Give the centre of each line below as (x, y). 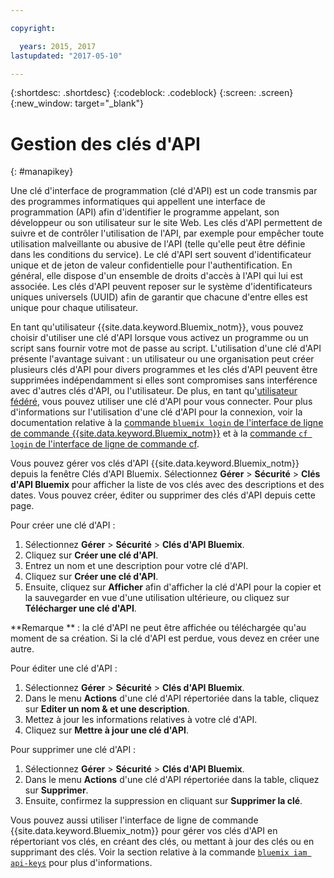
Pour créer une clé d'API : (63, 525)
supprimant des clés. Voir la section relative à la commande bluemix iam (159, 852)
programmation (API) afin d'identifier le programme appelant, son (145, 212)
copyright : (33, 28)
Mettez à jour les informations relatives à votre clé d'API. (141, 720)
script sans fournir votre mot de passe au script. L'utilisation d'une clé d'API (166, 348)
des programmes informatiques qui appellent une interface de (138, 202)
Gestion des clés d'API (105, 143)
